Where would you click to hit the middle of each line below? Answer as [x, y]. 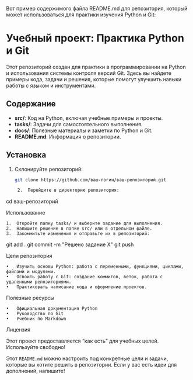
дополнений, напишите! [36, 371]
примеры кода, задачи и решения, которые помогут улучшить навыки [94, 79]
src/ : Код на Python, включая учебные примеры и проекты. [89, 118]
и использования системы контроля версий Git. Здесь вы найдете [89, 73]
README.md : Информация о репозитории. [68, 136]
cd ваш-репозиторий [32, 202]
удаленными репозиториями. [39, 282]
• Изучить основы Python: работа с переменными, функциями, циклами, [95, 267]
